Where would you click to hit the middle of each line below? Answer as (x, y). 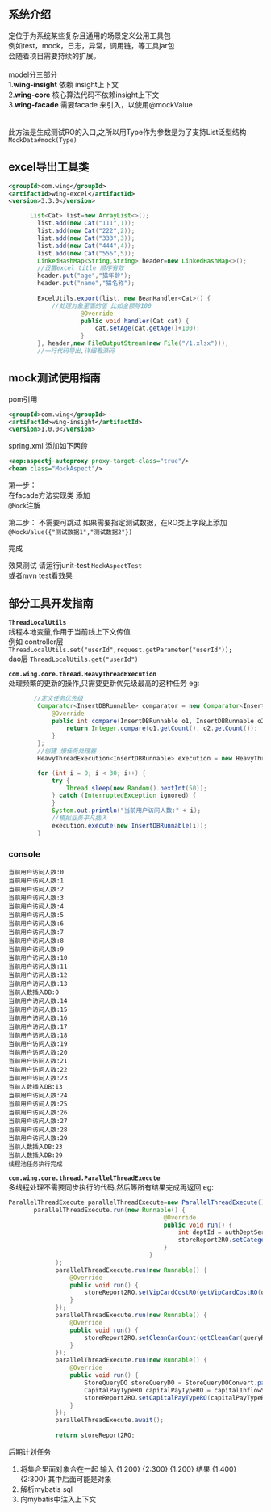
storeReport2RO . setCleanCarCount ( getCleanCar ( (164, 1337)
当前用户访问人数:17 (38, 1026)
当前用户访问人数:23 (38, 1078)
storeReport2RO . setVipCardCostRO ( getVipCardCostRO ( (173, 1293)
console (25, 853)
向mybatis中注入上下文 (58, 1499)
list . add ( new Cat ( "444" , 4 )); (86, 246)
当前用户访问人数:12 (38, 975)
